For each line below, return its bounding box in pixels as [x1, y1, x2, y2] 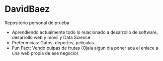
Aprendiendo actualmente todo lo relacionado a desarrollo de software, [11, 29, 159, 35]
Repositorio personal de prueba [4, 20, 70, 26]
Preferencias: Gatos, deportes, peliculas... [11, 39, 98, 45]
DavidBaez [4, 3, 50, 15]
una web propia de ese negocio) [11, 50, 79, 56]
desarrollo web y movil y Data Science [11, 34, 90, 40]
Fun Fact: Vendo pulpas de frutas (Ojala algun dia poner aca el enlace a [11, 45, 159, 51]
